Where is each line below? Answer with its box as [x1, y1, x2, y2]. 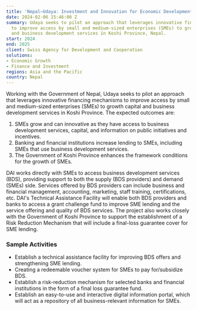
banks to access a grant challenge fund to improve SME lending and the [6, 201, 181, 208]
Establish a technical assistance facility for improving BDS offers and [14, 254, 181, 261]
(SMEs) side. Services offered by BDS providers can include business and [6, 182, 185, 189]
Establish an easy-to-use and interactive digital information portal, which [14, 291, 191, 298]
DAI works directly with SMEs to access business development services [6, 169, 180, 176]
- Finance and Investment [6, 63, 69, 69]
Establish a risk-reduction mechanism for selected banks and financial [14, 279, 185, 286]
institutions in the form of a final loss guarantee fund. [14, 285, 143, 292]
